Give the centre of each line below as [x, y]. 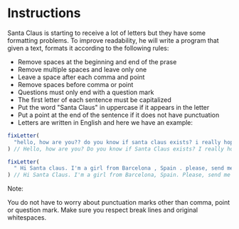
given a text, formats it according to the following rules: [88, 48]
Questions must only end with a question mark [86, 92]
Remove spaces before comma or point [75, 84]
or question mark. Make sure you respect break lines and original [102, 210]
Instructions [44, 13]
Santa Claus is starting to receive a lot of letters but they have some [107, 33]
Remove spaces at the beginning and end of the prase [97, 61]
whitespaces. [27, 218]
